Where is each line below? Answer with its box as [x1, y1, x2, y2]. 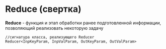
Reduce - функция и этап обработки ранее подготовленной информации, [5, 20, 162, 26]
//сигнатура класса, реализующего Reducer [5, 35, 94, 40]
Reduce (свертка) [5, 3, 82, 15]
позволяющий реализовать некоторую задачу [5, 25, 103, 31]
